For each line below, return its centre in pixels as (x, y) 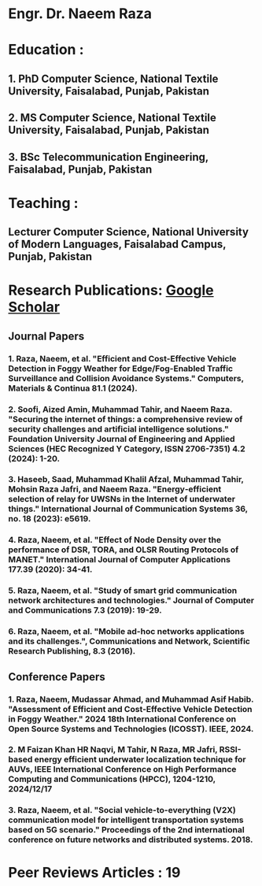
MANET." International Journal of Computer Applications (119, 560)
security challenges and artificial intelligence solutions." (119, 428)
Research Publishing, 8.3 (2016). (72, 651)
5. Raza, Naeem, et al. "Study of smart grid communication (123, 591)
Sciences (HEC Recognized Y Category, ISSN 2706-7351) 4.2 (127, 448)
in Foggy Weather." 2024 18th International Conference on (122, 719)
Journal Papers (46, 336)
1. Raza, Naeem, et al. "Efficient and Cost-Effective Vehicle (122, 358)
